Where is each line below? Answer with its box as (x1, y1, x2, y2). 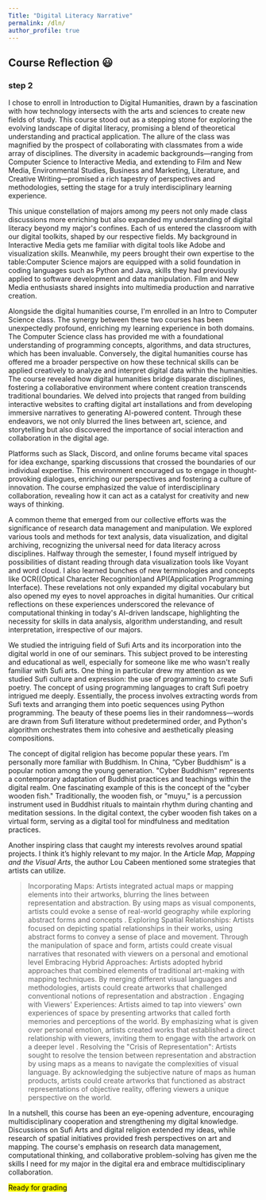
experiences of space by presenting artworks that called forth (27, 1008, 231, 1018)
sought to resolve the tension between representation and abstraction (27, 1050, 256, 1060)
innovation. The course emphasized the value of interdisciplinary (8, 483, 221, 492)
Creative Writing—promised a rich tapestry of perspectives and (8, 174, 216, 184)
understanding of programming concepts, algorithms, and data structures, (8, 340, 252, 350)
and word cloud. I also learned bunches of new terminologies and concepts (8, 566, 256, 576)
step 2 (8, 80, 33, 91)
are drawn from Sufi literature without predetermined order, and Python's (8, 717, 248, 726)
